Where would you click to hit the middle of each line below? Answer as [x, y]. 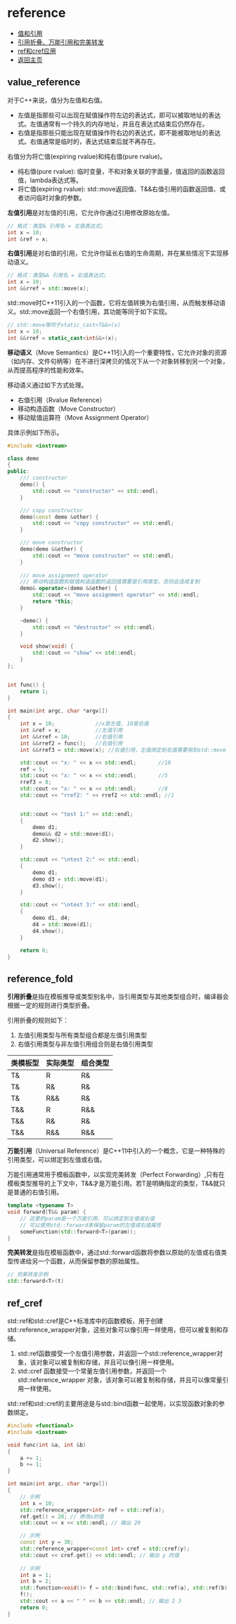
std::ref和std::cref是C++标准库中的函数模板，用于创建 [85, 1321]
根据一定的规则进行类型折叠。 [50, 1005]
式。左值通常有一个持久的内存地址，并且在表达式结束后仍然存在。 [113, 124]
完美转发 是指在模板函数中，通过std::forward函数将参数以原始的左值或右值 [114, 1253]
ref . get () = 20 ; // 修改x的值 [62, 1516]
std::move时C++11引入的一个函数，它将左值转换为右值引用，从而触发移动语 [117, 303]
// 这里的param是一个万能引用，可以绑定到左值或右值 [87, 1218]
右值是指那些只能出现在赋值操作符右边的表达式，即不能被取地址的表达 [119, 132]
